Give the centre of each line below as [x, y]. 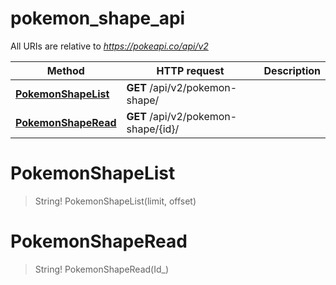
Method [65, 70]
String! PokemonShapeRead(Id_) [102, 269]
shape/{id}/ [153, 129]
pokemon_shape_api [98, 18]
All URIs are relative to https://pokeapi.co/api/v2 [109, 46]
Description [292, 70]
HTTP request [190, 70]
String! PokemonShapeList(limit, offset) [115, 201]
